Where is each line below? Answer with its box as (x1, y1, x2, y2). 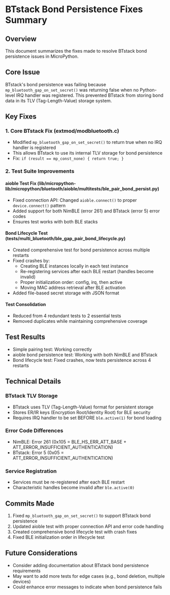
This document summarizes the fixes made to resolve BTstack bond (5, 48, 147, 54)
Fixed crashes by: (12, 257, 50, 264)
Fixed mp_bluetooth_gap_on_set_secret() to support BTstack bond (12, 512, 151, 518)
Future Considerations (5, 549, 78, 557)
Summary (5, 14, 47, 26)
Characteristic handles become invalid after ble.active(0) (12, 485, 135, 491)
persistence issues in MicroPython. (5, 53, 79, 59)
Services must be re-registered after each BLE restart (12, 479, 125, 485)
